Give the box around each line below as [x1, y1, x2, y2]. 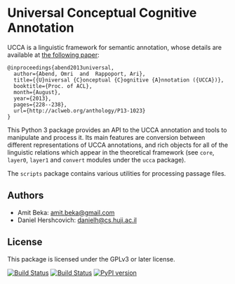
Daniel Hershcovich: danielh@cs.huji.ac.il [17, 216, 137, 224]
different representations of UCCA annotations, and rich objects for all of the [7, 141, 229, 149]
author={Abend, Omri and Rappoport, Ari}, [13, 70, 146, 77]
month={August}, [13, 89, 61, 96]
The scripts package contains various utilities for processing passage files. [7, 169, 227, 177]
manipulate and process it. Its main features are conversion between [7, 133, 206, 141]
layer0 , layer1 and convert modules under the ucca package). [7, 155, 186, 164]
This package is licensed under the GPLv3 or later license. [7, 254, 175, 263]
